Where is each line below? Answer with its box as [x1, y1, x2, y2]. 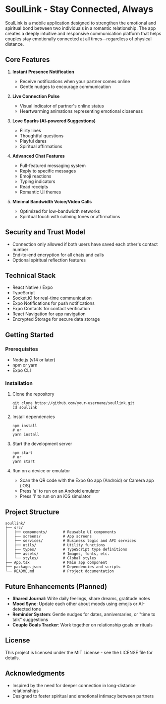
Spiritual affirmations [19, 143, 63, 149]
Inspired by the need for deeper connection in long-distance [12, 682, 136, 688]
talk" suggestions [12, 616, 49, 622]
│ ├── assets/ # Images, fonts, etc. [5, 551, 110, 556]
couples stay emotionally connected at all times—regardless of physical [5, 36, 152, 42]
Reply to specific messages [19, 168, 76, 174]
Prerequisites [5, 346, 38, 352]
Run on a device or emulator [12, 468, 70, 474]
